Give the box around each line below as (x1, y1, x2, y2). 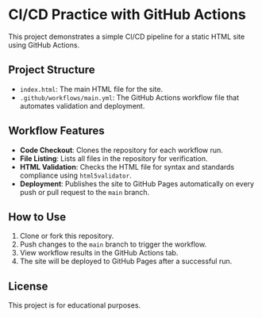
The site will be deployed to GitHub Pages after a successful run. (19, 256, 233, 266)
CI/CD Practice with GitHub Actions (8, 6, 246, 24)
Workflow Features (8, 125, 105, 138)
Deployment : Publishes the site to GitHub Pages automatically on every (19, 178, 255, 188)
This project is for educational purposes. (8, 301, 141, 310)
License (8, 279, 48, 293)
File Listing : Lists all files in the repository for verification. (19, 153, 208, 163)
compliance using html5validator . (19, 170, 133, 180)
